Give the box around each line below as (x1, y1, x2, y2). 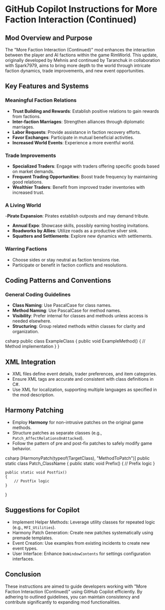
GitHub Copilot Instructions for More (5, 3, 158, 15)
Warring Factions (5, 246, 48, 253)
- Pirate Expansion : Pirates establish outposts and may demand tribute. (5, 213, 149, 219)
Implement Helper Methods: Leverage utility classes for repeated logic (12, 519, 155, 525)
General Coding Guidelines (5, 291, 71, 298)
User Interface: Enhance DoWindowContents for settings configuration (12, 550, 151, 557)
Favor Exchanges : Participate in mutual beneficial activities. (12, 134, 134, 140)
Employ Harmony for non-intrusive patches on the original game (12, 419, 144, 425)
